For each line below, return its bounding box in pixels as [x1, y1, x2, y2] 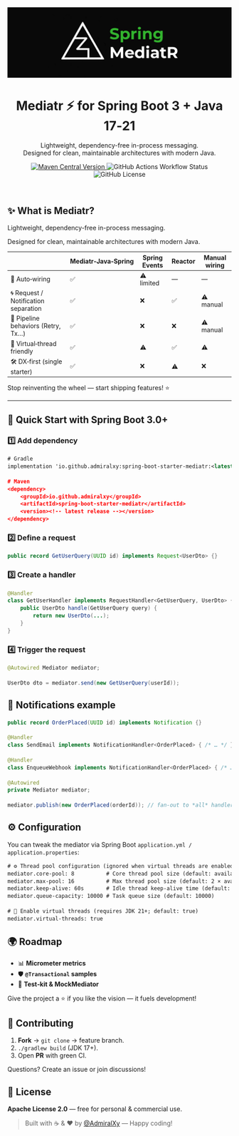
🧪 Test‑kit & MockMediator [17, 980, 100, 988]
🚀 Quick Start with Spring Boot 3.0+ [7, 414, 169, 426]
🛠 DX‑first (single [10, 357, 63, 366]
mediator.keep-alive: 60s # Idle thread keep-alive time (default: [7, 885, 231, 892]
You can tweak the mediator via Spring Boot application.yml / [7, 840, 192, 849]
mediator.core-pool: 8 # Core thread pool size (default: [7, 870, 212, 877]
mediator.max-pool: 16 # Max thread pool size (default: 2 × [7, 877, 221, 885]
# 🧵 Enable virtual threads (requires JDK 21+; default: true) [7, 908, 199, 915]
